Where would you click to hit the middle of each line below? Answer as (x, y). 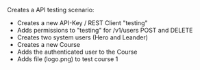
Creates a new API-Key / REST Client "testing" (82, 23)
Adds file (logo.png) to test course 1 (67, 59)
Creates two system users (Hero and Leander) (83, 37)
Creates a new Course (49, 45)
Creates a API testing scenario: (51, 10)
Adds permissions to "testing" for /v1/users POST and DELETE (105, 30)
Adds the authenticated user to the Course (77, 52)
